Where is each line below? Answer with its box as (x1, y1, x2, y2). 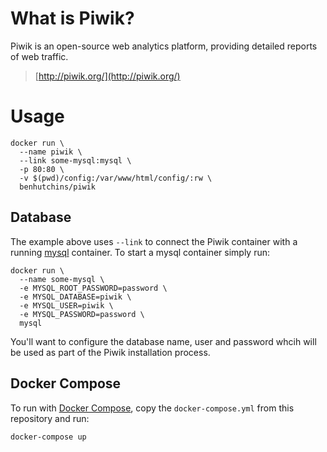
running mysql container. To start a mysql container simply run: (10, 246, 271, 258)
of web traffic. (10, 50, 69, 62)
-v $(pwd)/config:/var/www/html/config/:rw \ (19, 173, 213, 183)
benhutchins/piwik (19, 182, 97, 192)
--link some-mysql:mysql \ (19, 155, 132, 166)
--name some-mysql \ (19, 274, 105, 284)
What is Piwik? (10, 7, 135, 30)
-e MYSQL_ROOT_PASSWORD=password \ (19, 283, 168, 293)
